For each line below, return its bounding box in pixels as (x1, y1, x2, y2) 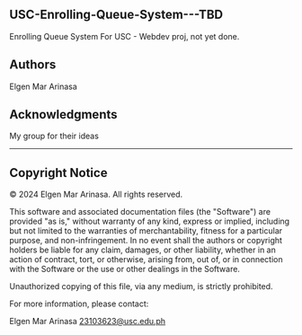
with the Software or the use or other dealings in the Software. (9, 264, 241, 275)
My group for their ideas (9, 130, 99, 142)
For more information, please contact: (9, 298, 149, 309)
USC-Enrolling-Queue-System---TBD (9, 7, 224, 22)
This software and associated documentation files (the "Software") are (9, 207, 271, 217)
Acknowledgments (9, 107, 119, 122)
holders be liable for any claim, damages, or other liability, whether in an (9, 244, 276, 255)
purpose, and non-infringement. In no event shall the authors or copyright (9, 235, 283, 246)
